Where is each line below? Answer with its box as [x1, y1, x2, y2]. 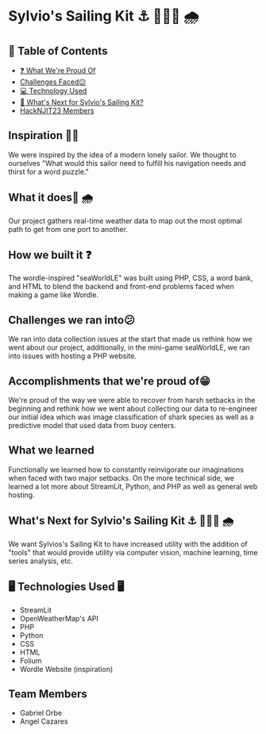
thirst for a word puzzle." [8, 167, 90, 176]
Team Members [8, 687, 87, 701]
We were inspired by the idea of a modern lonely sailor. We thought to [8, 149, 237, 160]
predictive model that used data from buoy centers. [8, 421, 176, 431]
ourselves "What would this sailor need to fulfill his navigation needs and [8, 158, 246, 168]
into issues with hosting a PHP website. [8, 351, 137, 361]
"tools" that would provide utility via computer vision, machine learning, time [8, 547, 258, 557]
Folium [19, 655, 42, 665]
